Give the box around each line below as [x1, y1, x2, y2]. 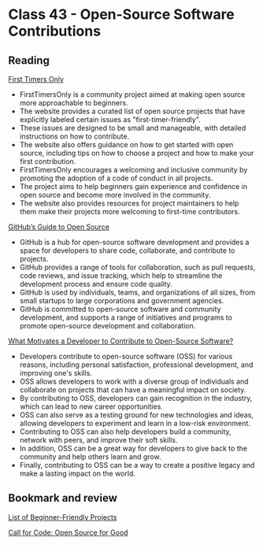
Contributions [8, 22, 101, 40]
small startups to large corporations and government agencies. [19, 296, 224, 305]
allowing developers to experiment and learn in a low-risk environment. [19, 419, 250, 428]
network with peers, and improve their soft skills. [19, 436, 178, 444]
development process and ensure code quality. [19, 280, 173, 288]
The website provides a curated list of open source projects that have [19, 106, 246, 116]
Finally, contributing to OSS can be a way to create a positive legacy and [19, 461, 255, 469]
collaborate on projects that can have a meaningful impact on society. [19, 385, 246, 395]
